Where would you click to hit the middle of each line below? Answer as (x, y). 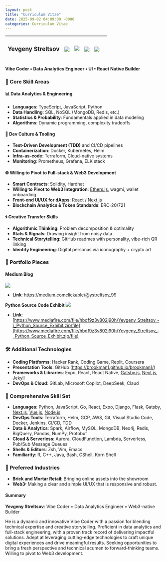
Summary (15, 496)
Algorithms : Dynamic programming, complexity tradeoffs (71, 122)
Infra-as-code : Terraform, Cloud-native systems (63, 156)
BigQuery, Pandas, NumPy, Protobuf (50, 434)
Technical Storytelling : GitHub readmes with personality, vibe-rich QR (85, 239)
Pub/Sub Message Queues (40, 444)
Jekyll (18, 378)
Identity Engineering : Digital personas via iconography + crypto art (82, 249)
